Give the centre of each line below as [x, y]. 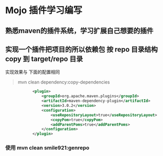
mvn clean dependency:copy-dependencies [64, 82]
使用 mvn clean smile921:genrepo [47, 148]
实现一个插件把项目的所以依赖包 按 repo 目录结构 [81, 49]
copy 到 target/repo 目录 [44, 59]
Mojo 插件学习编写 [44, 10]
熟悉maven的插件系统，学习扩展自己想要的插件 [79, 31]
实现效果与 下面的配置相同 [32, 72]
